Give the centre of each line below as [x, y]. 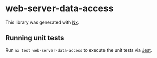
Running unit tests [35, 38]
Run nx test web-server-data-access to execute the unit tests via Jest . [79, 50]
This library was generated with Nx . [42, 22]
